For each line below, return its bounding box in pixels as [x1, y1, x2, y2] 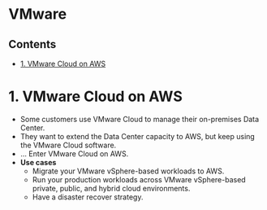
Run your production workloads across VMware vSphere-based [32, 174, 246, 184]
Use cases [19, 157, 57, 167]
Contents [8, 37, 57, 51]
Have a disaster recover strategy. [32, 192, 144, 202]
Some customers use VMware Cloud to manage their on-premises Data [19, 114, 260, 124]
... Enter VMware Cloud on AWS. [19, 148, 129, 159]
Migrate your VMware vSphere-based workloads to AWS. [32, 166, 225, 176]
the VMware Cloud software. [19, 140, 117, 150]
